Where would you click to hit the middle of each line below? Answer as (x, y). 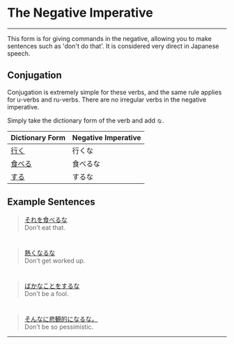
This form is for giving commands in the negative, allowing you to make (110, 38)
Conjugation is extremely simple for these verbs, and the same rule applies (115, 92)
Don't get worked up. (55, 260)
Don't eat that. (45, 227)
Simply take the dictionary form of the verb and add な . (86, 120)
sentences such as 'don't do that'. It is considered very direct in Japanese (113, 46)
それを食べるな (46, 219)
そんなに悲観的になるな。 (61, 319)
